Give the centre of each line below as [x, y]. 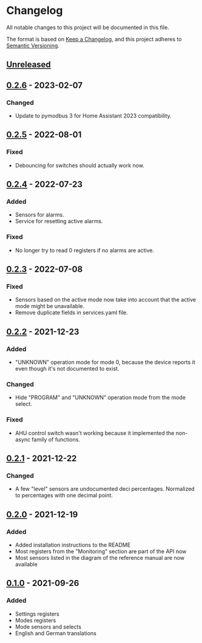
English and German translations [56, 633]
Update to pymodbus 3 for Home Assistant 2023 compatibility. [93, 116]
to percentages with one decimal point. [64, 496]
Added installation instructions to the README [73, 545]
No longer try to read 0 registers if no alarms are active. [85, 250]
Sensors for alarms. [40, 215]
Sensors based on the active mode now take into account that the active [105, 300]
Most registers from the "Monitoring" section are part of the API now [101, 551]
